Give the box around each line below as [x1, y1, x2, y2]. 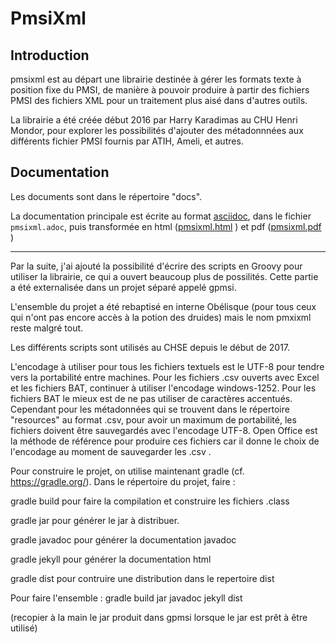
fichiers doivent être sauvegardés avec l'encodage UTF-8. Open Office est [10, 424, 318, 436]
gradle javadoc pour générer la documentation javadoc [10, 533, 237, 546]
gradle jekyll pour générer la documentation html [10, 553, 212, 565]
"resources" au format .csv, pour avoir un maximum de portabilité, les [10, 413, 297, 426]
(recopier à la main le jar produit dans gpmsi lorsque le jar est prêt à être [10, 611, 308, 623]
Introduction [10, 47, 90, 64]
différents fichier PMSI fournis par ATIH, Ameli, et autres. [10, 135, 244, 147]
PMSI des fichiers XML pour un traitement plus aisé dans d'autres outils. [10, 95, 308, 106]
